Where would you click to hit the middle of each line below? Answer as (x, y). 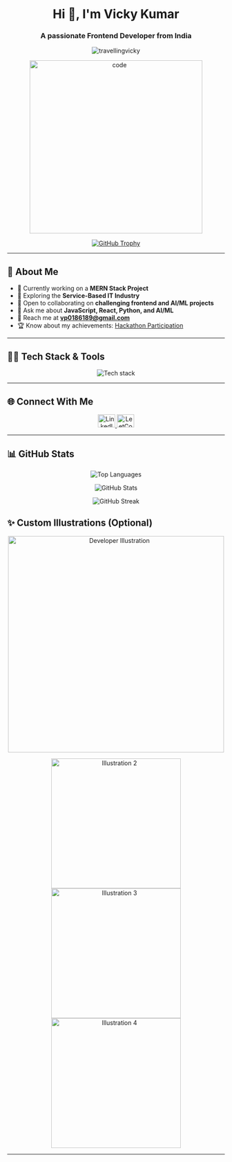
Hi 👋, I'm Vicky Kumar (116, 14)
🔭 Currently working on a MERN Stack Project (83, 288)
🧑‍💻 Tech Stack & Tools (56, 356)
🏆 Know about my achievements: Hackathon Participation (100, 325)
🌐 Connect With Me (50, 401)
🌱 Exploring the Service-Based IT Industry (78, 296)
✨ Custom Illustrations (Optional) (80, 523)
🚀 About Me (33, 272)
